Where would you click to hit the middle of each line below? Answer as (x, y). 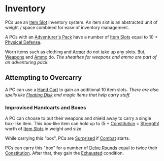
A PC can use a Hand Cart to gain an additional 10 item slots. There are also (82, 90)
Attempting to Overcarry (44, 78)
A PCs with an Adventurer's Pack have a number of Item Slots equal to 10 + (82, 37)
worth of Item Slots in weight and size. (44, 129)
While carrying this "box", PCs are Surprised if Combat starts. (68, 138)
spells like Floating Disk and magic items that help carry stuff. (68, 95)
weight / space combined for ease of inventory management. (67, 27)
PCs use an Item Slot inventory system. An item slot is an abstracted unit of (81, 22)
